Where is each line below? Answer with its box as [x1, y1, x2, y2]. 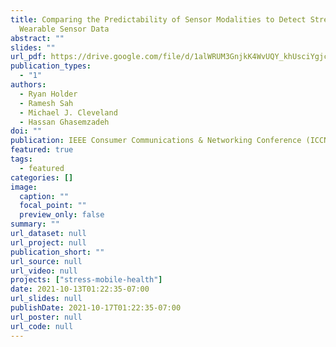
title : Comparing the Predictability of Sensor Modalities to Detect [10, 14, 307, 25]
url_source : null [10, 256, 83, 266]
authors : [10, 80, 47, 90]
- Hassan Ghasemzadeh [19, 117, 110, 127]
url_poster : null [10, 312, 83, 322]
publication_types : [10, 61, 92, 71]
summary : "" [10, 219, 60, 230]
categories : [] [10, 172, 74, 183]
